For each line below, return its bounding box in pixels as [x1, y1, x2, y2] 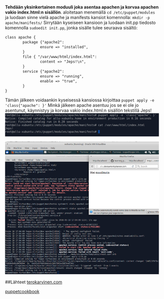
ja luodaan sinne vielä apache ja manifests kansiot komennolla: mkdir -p [5, 15, 150, 20]
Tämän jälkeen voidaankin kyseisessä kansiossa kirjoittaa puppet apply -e [5, 97, 155, 103]
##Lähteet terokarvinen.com [5, 279, 62, 285]
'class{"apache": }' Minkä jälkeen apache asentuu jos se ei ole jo [5, 102, 139, 108]
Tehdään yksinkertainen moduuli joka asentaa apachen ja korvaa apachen [5, 4, 159, 10]
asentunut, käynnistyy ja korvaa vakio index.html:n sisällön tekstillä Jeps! [5, 107, 152, 113]
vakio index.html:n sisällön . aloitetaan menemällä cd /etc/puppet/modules [5, 9, 155, 15]
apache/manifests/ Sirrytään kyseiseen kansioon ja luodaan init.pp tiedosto [5, 20, 156, 25]
